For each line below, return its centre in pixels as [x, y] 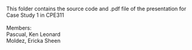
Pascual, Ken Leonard [34, 34]
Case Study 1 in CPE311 [35, 15]
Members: [19, 28]
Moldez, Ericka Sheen [34, 41]
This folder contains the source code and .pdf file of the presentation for [96, 9]
